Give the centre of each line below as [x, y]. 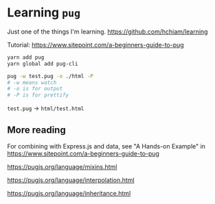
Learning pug [44, 13]
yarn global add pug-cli [43, 64]
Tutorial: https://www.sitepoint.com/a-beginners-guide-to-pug [95, 44]
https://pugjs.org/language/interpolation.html [71, 180]
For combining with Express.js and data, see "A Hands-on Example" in [106, 146]
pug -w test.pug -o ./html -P [50, 76]
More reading [37, 130]
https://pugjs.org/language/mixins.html [62, 167]
